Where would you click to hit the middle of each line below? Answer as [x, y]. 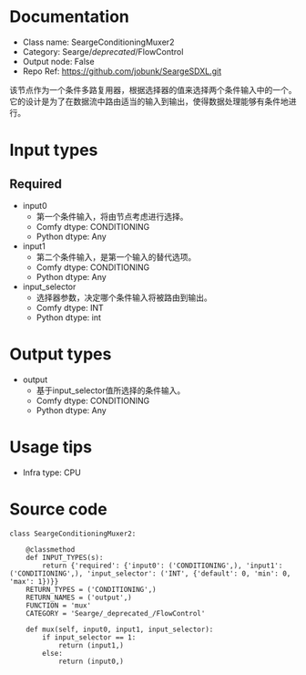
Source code [58, 509]
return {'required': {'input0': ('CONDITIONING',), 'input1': [163, 566]
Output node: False [58, 61]
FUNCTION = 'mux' [59, 605]
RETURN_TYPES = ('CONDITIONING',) [91, 589]
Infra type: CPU [52, 472]
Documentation [70, 17]
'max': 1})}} [34, 581]
